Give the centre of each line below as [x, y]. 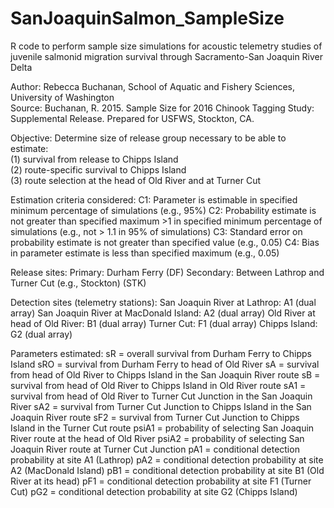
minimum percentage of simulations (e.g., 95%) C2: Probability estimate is [163, 210]
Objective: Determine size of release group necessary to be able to [148, 138]
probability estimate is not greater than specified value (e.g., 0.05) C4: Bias [165, 242]
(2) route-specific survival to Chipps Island [98, 169]
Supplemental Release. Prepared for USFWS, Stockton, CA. [132, 118]
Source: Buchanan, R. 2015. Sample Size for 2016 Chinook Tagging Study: [162, 108]
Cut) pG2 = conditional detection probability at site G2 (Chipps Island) [154, 491]
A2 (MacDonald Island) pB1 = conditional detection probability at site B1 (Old [167, 470]
